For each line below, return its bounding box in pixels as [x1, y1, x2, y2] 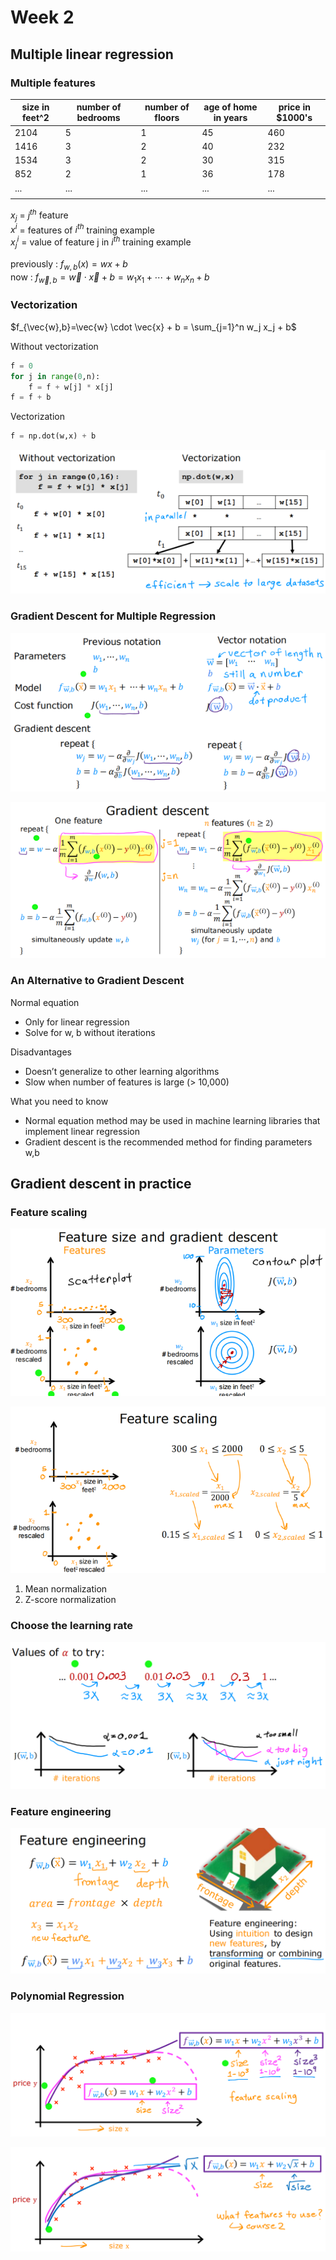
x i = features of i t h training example [10, 222, 155, 236]
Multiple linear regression [10, 46, 174, 63]
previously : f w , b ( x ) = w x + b [10, 257, 128, 272]
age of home [203, 101, 258, 113]
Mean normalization [24, 1583, 108, 1595]
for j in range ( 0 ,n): [10, 371, 101, 381]
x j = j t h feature [10, 207, 69, 223]
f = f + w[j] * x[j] [28, 382, 114, 392]
